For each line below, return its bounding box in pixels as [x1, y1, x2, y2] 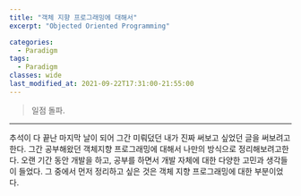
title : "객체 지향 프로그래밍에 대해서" [9, 13, 138, 22]
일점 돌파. [30, 105, 65, 115]
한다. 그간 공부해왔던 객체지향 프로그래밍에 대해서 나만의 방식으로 [9, 143, 237, 154]
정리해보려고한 [238, 143, 289, 154]
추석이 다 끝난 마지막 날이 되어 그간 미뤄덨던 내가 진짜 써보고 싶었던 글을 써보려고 [9, 132, 291, 143]
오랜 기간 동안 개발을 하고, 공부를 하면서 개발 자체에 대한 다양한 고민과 [21, 154, 264, 166]
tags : [9, 55, 30, 64]
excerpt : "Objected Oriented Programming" [9, 21, 170, 30]
